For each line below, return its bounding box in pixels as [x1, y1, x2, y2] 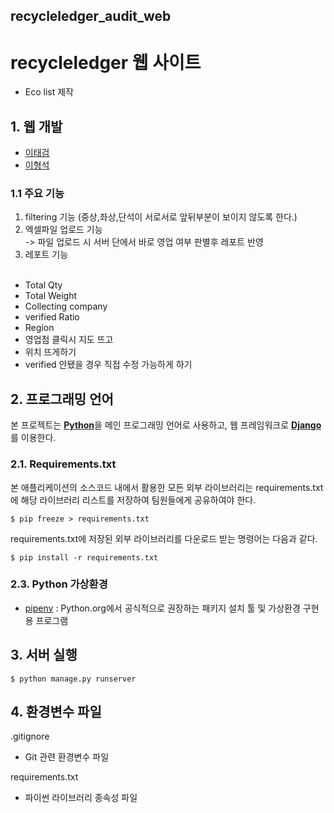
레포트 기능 [24, 249, 69, 261]
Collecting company [24, 300, 108, 313]
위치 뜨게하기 [24, 346, 77, 358]
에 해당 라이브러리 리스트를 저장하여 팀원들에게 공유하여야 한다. [10, 494, 257, 506]
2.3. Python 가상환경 [10, 577, 108, 591]
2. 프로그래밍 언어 [10, 390, 114, 408]
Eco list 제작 [24, 86, 74, 98]
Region [24, 322, 55, 334]
